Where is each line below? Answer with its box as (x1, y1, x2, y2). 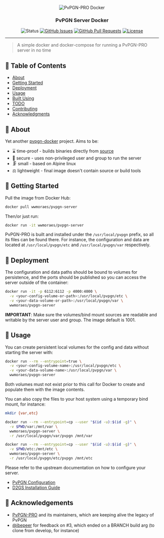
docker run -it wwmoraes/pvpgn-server (5, 223, 84, 228)
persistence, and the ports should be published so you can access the (5, 275, 146, 281)
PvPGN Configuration (12, 479, 56, 485)
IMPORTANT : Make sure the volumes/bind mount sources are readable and (5, 311, 157, 317)
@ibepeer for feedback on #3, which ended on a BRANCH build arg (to (12, 522, 155, 528)
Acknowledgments (12, 111, 50, 117)
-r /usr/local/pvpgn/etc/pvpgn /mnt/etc (9, 456, 93, 461)
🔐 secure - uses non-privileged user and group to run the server (12, 155, 142, 161)
